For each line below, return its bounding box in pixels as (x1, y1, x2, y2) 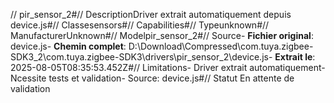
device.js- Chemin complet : (10, 40, 127, 52)
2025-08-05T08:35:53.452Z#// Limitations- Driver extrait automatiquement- (10, 62, 326, 73)
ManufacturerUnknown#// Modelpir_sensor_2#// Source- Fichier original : (10, 30, 314, 41)
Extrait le (274, 51, 313, 63)
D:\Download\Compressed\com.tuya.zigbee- (128, 40, 314, 52)
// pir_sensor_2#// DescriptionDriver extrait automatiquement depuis (10, 9, 292, 20)
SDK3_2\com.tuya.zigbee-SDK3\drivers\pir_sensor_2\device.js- (10, 51, 273, 63)
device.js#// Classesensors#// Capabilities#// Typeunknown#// (10, 19, 270, 31)
